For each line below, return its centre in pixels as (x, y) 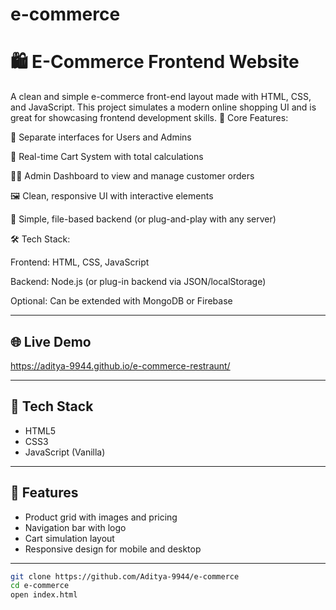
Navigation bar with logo (75, 527)
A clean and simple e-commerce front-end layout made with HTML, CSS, (161, 97)
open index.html (44, 595)
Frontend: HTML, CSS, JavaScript (80, 262)
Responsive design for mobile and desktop (113, 549)
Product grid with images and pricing (101, 517)
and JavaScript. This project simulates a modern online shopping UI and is (163, 107)
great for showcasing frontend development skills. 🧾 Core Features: (149, 118)
